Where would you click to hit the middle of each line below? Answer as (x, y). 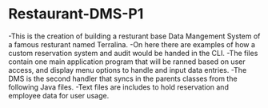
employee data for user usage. (59, 95)
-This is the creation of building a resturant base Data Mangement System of (134, 36)
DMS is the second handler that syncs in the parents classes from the (123, 78)
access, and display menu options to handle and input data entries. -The (128, 70)
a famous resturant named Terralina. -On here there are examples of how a (132, 44)
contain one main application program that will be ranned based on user (127, 62)
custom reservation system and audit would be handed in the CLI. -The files (133, 53)
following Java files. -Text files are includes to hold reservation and (119, 87)
